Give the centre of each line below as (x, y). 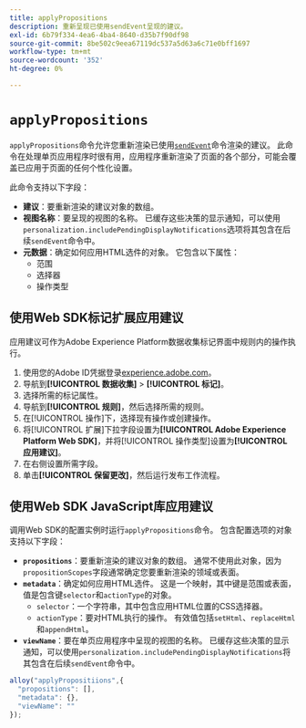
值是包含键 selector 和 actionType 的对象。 (99, 595)
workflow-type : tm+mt (51, 52)
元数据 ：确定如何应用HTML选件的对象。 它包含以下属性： (131, 252)
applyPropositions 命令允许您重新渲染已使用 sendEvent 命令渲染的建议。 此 (148, 145)
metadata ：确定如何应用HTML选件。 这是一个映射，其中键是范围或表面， (159, 584)
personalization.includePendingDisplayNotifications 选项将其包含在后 (157, 229)
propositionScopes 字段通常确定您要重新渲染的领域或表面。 (133, 572)
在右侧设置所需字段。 (62, 463)
